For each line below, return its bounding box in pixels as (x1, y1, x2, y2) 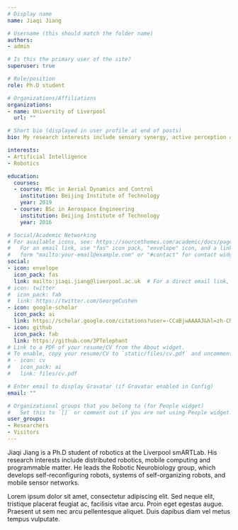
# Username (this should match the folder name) (7, 30, 154, 37)
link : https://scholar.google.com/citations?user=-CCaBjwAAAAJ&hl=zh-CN (13, 317, 233, 324)
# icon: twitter (7, 285, 55, 292)
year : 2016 (20, 219, 52, 226)
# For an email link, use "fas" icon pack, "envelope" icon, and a (7, 245, 217, 252)
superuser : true (7, 62, 55, 70)
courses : (13, 179, 40, 187)
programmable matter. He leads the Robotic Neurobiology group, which (7, 463, 216, 472)
